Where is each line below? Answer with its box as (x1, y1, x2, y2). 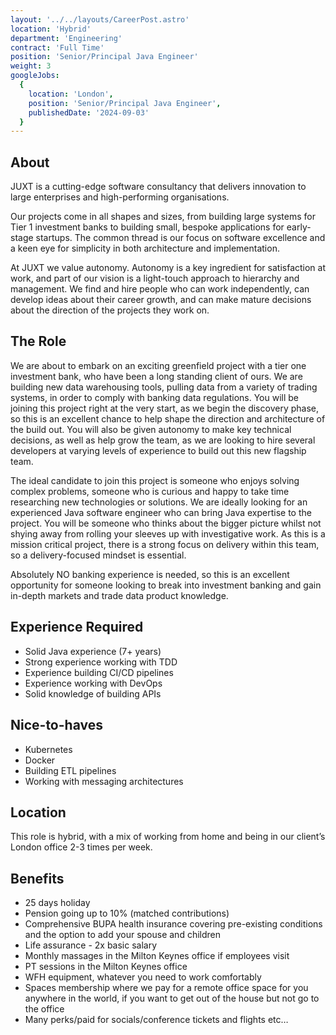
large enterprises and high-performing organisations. (10, 191, 230, 203)
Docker (24, 754, 56, 766)
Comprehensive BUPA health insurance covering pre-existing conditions (24, 918, 323, 930)
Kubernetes (24, 743, 73, 755)
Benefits (10, 870, 65, 887)
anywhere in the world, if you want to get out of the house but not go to (24, 992, 320, 1005)
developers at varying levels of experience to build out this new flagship (10, 444, 307, 456)
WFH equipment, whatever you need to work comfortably (24, 971, 262, 983)
